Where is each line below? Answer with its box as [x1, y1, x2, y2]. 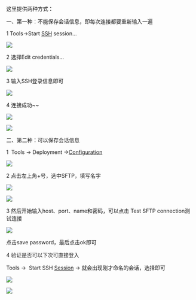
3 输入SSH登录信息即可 [6, 77, 64, 84]
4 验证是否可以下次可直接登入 [6, 251, 79, 259]
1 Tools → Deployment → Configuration [6, 149, 103, 156]
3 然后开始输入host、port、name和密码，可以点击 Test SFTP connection [6, 207, 185, 214]
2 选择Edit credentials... [6, 53, 65, 60]
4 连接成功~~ [6, 101, 39, 108]
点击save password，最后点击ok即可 [6, 239, 97, 246]
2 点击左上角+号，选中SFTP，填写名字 [6, 172, 101, 179]
